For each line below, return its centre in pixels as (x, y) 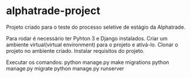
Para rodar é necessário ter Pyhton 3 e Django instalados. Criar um (87, 38)
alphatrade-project (53, 11)
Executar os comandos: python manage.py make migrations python (88, 62)
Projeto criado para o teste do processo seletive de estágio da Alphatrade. (96, 27)
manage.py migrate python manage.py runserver (65, 68)
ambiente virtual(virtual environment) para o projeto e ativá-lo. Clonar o (92, 45)
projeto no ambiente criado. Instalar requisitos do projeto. (75, 50)
